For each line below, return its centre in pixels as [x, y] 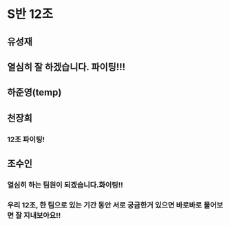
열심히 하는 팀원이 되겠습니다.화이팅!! [65, 185]
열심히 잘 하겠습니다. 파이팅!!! [66, 67]
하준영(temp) [34, 92]
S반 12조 [30, 14]
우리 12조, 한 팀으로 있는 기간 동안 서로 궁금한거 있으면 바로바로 [105, 205]
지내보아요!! [42, 215]
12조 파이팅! [26, 139]
